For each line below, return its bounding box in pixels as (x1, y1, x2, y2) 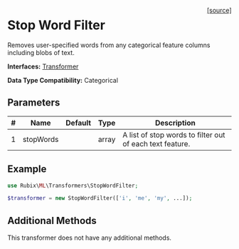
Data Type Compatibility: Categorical (7, 76, 119, 84)
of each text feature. (122, 138, 191, 148)
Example (7, 163, 47, 176)
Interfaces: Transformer (7, 62, 79, 71)
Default (65, 118, 91, 128)
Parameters (7, 96, 60, 109)
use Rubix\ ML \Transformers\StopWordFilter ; (7, 182, 139, 189)
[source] (206, 6, 232, 14)
